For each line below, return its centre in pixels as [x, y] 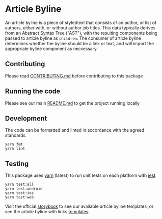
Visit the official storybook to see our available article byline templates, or [79, 206]
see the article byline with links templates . [47, 212]
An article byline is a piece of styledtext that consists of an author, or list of [81, 23]
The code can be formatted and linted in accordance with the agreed [75, 130]
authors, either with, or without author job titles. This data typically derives [80, 27]
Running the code [33, 91]
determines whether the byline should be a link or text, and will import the [80, 43]
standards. [16, 135]
